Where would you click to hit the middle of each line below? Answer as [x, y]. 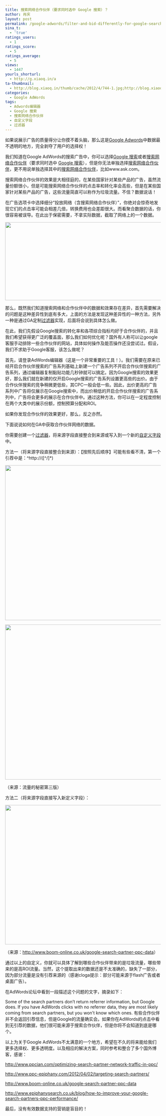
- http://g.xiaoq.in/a [33, 79]
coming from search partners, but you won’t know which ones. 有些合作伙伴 [83, 1013]
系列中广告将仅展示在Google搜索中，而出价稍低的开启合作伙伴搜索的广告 [80, 391]
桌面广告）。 [17, 981]
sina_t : [13, 28]
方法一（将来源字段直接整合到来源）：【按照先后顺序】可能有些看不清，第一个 [83, 451]
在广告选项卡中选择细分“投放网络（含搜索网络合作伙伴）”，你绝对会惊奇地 [80, 202]
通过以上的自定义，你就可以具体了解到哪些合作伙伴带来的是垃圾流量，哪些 [81, 962]
